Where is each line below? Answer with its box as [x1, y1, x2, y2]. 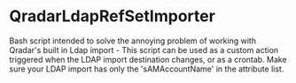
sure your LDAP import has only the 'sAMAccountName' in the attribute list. [9, 64, 284, 74]
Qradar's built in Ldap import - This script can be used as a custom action [9, 44, 279, 55]
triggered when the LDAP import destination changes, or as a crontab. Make [9, 54, 287, 64]
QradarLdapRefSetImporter [9, 6, 215, 26]
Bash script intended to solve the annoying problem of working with [9, 35, 257, 46]
